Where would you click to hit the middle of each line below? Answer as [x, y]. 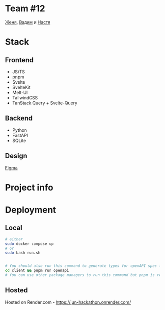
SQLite [19, 141]
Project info [29, 187]
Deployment [31, 210]
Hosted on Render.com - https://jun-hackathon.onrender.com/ [68, 302]
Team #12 [25, 9]
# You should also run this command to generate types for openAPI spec [81, 266]
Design [16, 156]
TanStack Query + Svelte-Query [45, 103]
